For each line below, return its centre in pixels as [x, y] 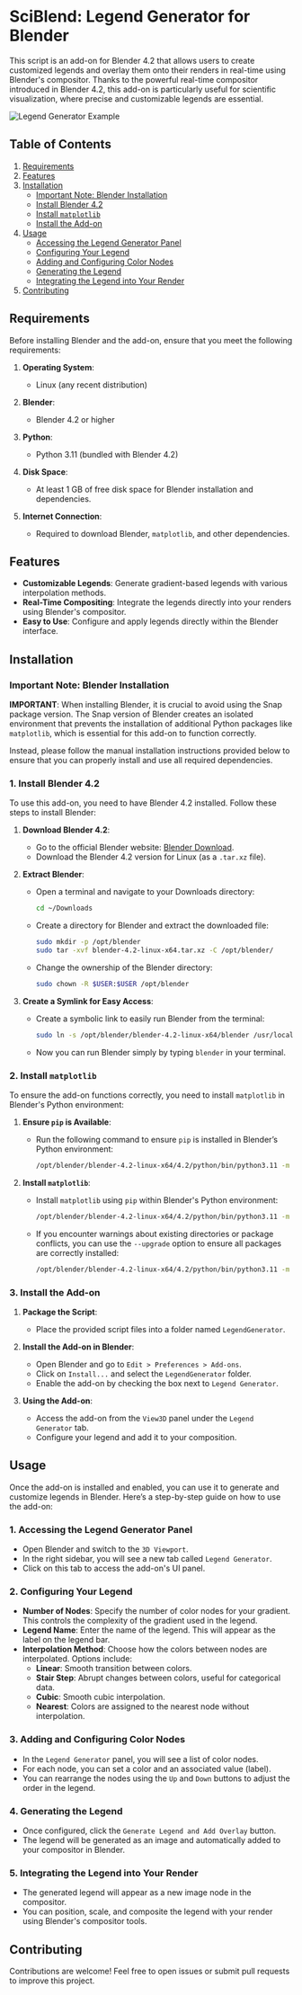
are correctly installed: [77, 1252]
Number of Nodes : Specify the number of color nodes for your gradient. [156, 1611]
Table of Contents [61, 144]
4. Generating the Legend [66, 1811]
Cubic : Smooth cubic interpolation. [101, 1697]
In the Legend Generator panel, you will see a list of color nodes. [140, 1759]
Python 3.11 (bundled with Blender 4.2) [107, 454]
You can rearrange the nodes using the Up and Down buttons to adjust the [156, 1778]
